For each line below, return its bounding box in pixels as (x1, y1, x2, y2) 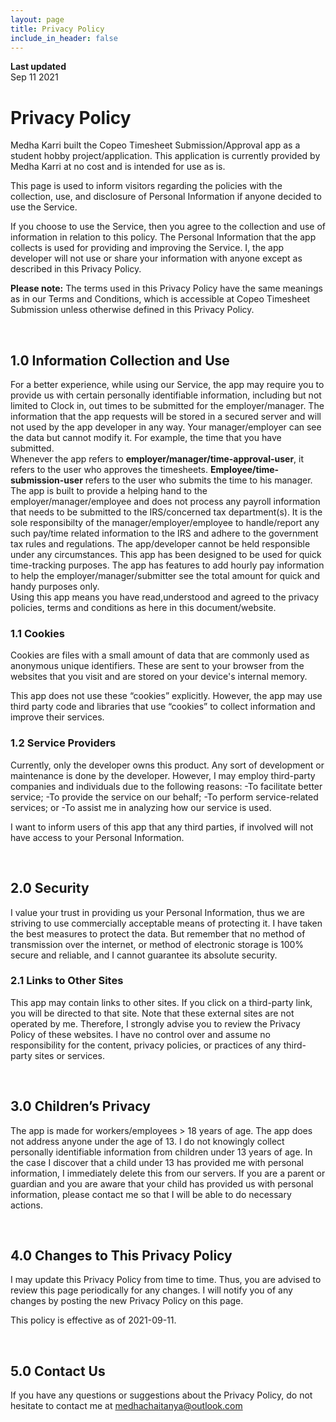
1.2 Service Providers (10, 736, 117, 750)
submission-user (10, 474, 83, 486)
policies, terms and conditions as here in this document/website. (10, 602, 277, 614)
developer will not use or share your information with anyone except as (10, 252, 303, 265)
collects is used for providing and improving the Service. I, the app (10, 242, 285, 254)
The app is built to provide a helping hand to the (10, 485, 208, 497)
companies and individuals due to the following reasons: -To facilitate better (10, 780, 323, 792)
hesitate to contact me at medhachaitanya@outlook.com (10, 1400, 243, 1412)
